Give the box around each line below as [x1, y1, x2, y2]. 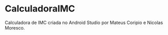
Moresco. [5, 24, 25, 30]
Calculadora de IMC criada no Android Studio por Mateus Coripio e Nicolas [5, 19, 163, 25]
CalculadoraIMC [5, 3, 75, 14]
